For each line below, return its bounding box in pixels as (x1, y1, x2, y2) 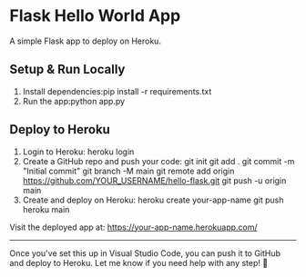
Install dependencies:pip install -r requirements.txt (22, 85, 212, 96)
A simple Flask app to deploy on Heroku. (9, 35, 162, 46)
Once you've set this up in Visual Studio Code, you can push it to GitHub (9, 247, 280, 259)
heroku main (22, 203, 70, 214)
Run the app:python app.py (22, 95, 126, 106)
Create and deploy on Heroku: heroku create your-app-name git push (22, 194, 284, 205)
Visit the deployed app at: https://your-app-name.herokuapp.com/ (9, 222, 258, 232)
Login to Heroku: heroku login (22, 146, 135, 157)
